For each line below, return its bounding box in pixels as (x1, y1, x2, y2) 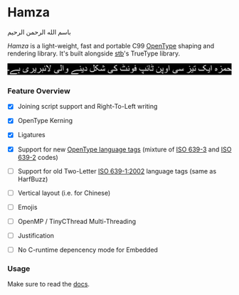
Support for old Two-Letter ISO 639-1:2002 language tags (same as (17, 166, 217, 175)
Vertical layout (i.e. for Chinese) (17, 188, 111, 197)
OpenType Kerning (17, 117, 73, 125)
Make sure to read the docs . (7, 280, 90, 289)
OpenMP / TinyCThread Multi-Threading (17, 217, 137, 225)
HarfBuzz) (17, 175, 48, 183)
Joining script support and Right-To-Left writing (17, 102, 158, 111)
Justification (17, 231, 55, 240)
